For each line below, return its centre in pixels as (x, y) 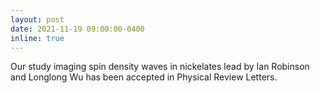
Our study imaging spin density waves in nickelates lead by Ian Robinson (160, 67)
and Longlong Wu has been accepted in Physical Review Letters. (144, 77)
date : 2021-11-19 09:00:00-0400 (77, 29)
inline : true (37, 38)
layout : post (37, 19)
